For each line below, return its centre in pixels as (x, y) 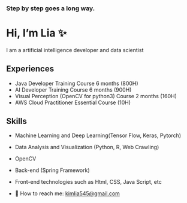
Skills (16, 121)
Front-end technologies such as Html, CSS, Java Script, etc (88, 182)
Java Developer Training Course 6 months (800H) (77, 83)
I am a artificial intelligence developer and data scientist (75, 50)
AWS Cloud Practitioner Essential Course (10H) (73, 102)
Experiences (30, 69)
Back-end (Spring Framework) (52, 170)
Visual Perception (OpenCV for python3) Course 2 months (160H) (96, 96)
